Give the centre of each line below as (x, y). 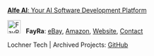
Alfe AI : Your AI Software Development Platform (77, 10)
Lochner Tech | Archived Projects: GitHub (68, 45)
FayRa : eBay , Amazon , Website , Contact (84, 31)
